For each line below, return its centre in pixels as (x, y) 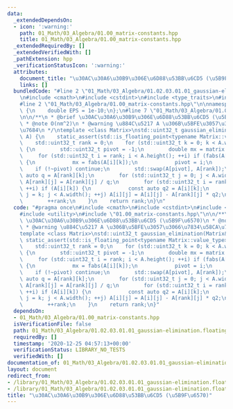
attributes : (31, 72)
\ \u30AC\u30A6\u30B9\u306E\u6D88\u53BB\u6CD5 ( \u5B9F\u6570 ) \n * (118, 220)
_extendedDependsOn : (43, 20)
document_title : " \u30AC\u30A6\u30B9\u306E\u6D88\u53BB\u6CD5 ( (114, 78)
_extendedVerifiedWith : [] (52, 53)
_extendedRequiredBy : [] (49, 46)
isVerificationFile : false (52, 324)
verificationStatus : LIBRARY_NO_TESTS (70, 350)
